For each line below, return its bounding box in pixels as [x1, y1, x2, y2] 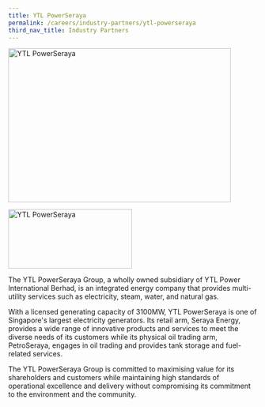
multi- [232, 284, 252, 293]
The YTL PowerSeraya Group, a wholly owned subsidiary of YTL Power [8, 275, 241, 285]
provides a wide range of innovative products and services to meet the [8, 324, 239, 334]
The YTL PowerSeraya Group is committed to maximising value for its [8, 364, 235, 374]
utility [8, 292, 26, 301]
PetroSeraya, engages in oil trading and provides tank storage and [8, 341, 224, 350]
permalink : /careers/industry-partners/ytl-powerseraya [8, 19, 196, 27]
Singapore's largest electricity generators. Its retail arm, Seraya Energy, [8, 315, 241, 325]
